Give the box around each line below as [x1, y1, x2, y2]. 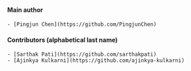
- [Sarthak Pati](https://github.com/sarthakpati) [7, 51, 157, 58]
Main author [7, 6, 44, 14]
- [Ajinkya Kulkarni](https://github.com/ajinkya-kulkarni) [7, 57, 185, 64]
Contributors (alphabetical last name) [7, 35, 118, 44]
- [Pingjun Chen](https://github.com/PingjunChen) [7, 21, 157, 28]
